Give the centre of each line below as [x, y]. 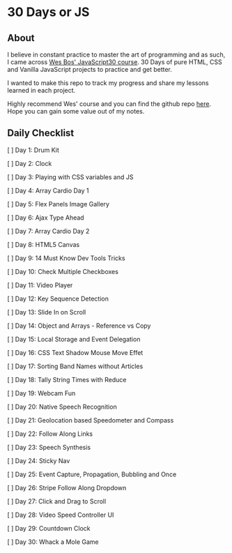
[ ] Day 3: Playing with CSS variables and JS [70, 177]
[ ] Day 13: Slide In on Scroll [47, 312]
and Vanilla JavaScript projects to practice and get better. [90, 69]
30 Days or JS [48, 12]
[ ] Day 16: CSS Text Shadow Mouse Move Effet [75, 352]
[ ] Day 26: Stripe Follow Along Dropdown [67, 487]
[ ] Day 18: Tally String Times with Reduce [67, 379]
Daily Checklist [41, 133]
